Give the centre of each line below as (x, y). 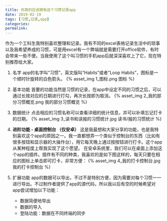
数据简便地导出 (35, 201)
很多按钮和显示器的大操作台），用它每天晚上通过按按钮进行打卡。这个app (87, 142)
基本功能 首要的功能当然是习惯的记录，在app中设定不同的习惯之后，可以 (87, 89)
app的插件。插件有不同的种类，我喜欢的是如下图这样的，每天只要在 (86, 154)
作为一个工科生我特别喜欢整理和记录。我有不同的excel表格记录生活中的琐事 (83, 43)
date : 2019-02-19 (23, 14)
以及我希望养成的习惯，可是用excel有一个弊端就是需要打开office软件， (78, 49)
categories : (17, 24)
